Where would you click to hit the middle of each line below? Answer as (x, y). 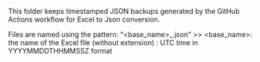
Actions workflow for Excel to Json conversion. (84, 19)
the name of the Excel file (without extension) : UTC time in (103, 43)
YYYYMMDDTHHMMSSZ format (60, 51)
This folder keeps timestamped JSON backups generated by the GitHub (124, 11)
